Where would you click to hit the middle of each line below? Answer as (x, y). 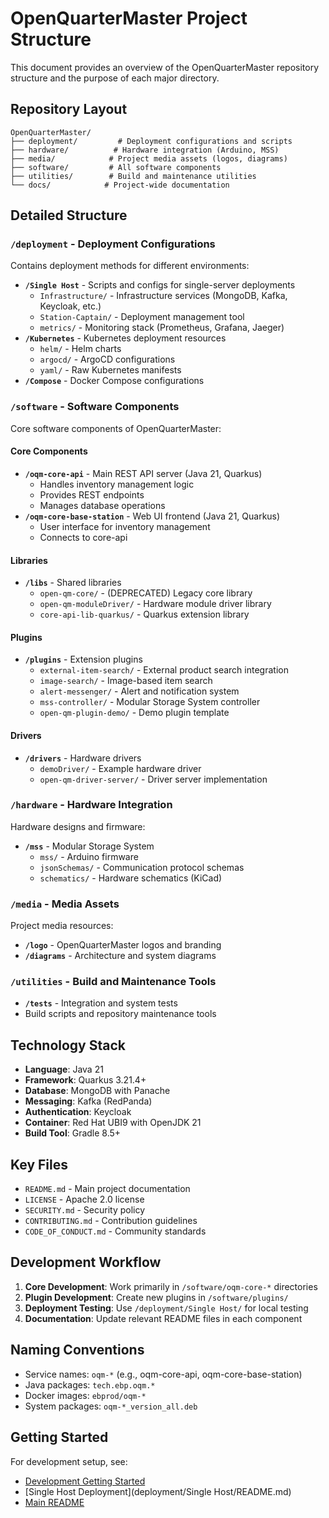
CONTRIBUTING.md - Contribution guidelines (111, 1221)
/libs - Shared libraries (73, 583)
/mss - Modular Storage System (89, 846)
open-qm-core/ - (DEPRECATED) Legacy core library (146, 593)
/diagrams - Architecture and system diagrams (120, 956)
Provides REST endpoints (92, 494)
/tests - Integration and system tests (101, 1003)
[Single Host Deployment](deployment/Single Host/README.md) (158, 1491)
